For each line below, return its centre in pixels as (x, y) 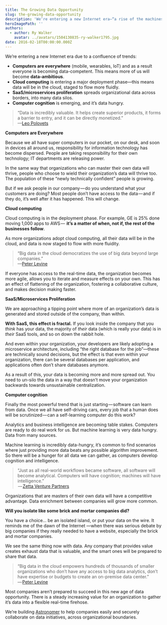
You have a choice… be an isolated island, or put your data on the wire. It (80, 520)
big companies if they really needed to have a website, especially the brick (82, 531)
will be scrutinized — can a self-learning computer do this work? (70, 415)
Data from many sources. (31, 435)
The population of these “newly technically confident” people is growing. (80, 178)
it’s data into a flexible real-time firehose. (47, 602)
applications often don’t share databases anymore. (57, 365)
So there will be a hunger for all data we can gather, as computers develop (81, 455)
